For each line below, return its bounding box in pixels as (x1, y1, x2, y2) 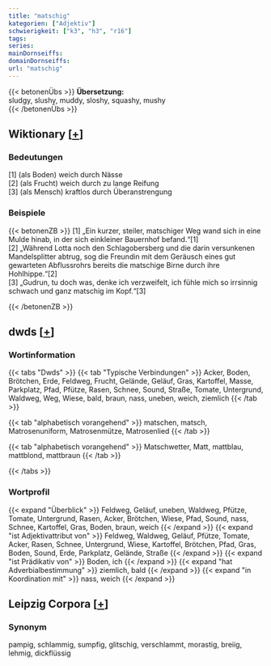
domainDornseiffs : (8, 57, 70, 66)
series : (8, 42, 35, 50)
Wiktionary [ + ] (8, 127, 83, 142)
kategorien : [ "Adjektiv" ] (8, 19, 95, 28)
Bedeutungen (8, 151, 63, 163)
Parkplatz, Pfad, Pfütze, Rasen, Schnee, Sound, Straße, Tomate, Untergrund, (8, 385, 264, 395)
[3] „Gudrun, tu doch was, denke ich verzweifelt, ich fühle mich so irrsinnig (8, 277, 258, 287)
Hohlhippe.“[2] (8, 269, 58, 278)
